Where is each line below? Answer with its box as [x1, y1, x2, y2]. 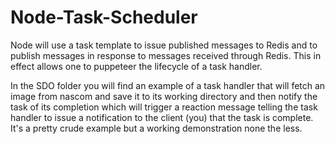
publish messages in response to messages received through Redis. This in [10, 49, 322, 61]
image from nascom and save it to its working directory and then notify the [10, 90, 318, 102]
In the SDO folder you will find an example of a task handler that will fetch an [10, 79, 326, 91]
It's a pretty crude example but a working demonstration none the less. [10, 122, 303, 134]
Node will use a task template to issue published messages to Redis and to [10, 39, 318, 51]
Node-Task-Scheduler [10, 6, 198, 29]
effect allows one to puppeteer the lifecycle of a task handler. [10, 60, 263, 72]
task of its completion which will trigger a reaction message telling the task [10, 101, 318, 113]
